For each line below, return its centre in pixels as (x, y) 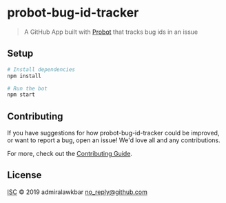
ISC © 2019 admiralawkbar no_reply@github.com (78, 192)
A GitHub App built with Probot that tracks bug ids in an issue (111, 32)
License (24, 175)
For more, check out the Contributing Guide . (70, 154)
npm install (24, 76)
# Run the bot (28, 88)
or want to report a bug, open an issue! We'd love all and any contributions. (114, 140)
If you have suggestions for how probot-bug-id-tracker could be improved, (113, 133)
